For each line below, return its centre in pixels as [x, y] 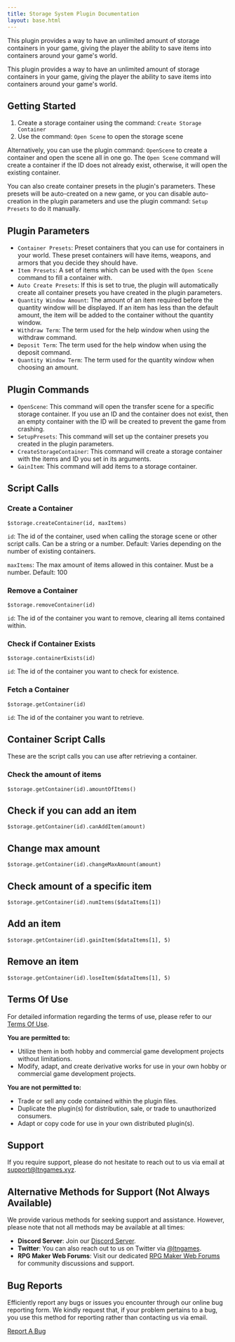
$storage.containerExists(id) [52, 659]
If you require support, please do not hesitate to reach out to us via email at [116, 1163]
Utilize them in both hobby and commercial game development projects [121, 1051]
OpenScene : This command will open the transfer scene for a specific [116, 406]
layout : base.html [34, 20]
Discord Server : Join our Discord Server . [76, 1241]
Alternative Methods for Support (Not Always [109, 1192]
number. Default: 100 [38, 572]
